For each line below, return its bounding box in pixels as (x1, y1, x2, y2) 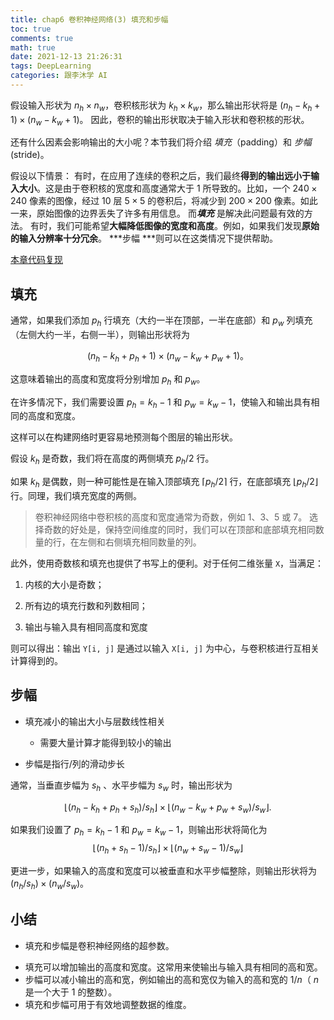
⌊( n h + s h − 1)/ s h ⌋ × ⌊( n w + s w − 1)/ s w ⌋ (92, 842, 244, 856)
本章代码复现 (10, 254, 63, 266)
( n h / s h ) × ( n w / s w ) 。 (10, 877, 90, 891)
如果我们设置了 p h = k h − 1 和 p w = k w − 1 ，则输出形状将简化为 (10, 824, 268, 838)
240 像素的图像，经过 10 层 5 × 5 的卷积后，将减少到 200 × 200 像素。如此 (10, 195, 318, 207)
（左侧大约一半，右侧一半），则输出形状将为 (10, 329, 190, 341)
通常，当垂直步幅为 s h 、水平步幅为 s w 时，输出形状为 (10, 779, 233, 793)
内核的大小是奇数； (24, 579, 105, 591)
